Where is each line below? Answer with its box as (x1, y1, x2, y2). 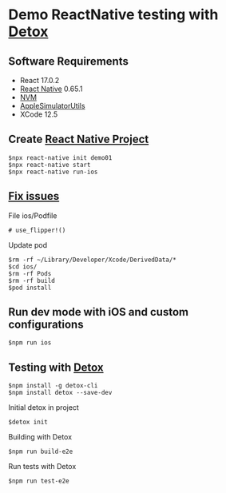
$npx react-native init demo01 (8, 153, 113, 161)
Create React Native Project (8, 133, 149, 146)
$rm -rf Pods (8, 269, 52, 277)
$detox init (8, 418, 48, 427)
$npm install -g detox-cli (8, 382, 98, 390)
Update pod (8, 240, 48, 249)
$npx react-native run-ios (8, 168, 98, 176)
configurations (8, 318, 84, 332)
